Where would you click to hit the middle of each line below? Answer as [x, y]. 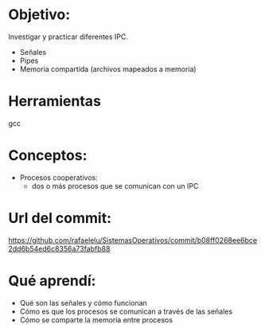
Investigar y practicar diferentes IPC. [68, 37]
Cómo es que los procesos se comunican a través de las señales [126, 311]
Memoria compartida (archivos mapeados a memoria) [108, 68]
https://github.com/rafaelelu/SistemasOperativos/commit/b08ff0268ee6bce [132, 240]
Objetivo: [39, 15]
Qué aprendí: [52, 281]
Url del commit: [60, 218]
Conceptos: [48, 156]
